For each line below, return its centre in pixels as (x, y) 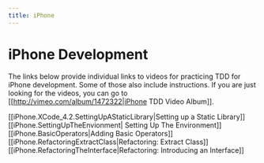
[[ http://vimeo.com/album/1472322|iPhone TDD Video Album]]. (111, 101)
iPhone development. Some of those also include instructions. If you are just (132, 84)
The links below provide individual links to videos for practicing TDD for (124, 76)
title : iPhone (32, 15)
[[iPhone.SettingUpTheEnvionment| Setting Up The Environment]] (115, 125)
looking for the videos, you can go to (68, 93)
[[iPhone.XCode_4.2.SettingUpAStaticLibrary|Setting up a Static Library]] (127, 117)
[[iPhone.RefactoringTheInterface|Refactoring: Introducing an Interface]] (126, 150)
